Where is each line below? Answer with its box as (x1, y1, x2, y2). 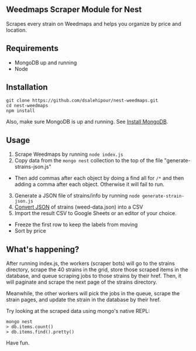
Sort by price (14, 227, 46, 234)
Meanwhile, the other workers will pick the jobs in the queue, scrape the (6, 290, 180, 297)
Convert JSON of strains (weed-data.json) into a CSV (14, 203, 143, 210)
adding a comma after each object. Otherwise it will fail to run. (14, 181, 165, 188)
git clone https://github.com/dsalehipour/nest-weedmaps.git (6, 98, 159, 104)
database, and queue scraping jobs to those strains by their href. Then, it (6, 272, 181, 280)
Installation (6, 82, 48, 93)
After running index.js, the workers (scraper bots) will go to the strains (6, 260, 175, 267)
